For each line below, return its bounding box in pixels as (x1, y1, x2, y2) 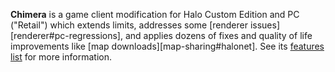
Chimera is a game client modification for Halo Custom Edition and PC (10, 9, 300, 20)
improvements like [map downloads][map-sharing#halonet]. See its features (10, 40, 325, 52)
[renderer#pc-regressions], (10, 30, 124, 41)
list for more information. (10, 51, 112, 63)
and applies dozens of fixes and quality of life (124, 30, 313, 41)
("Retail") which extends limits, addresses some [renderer (10, 19, 248, 31)
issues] (249, 19, 281, 31)
